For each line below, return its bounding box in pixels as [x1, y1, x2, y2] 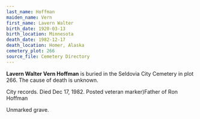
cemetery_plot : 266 [6, 48, 55, 54]
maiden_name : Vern [6, 14, 52, 20]
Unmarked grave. [6, 106, 49, 113]
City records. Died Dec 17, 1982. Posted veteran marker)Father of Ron [6, 88, 178, 95]
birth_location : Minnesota [6, 31, 74, 37]
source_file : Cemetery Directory [6, 53, 90, 59]
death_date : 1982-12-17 [6, 37, 66, 43]
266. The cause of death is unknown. [6, 76, 98, 84]
